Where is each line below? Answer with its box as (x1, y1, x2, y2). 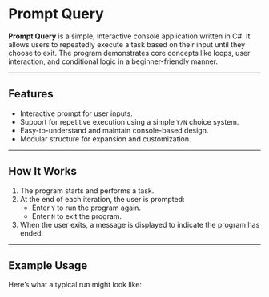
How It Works (8, 164, 78, 178)
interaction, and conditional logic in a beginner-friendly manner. (8, 57, 219, 66)
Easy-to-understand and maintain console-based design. (19, 125, 209, 135)
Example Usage (8, 259, 88, 272)
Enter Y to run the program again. (31, 203, 142, 212)
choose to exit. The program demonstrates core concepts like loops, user (8, 48, 251, 57)
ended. (19, 228, 44, 238)
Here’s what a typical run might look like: (8, 280, 143, 290)
